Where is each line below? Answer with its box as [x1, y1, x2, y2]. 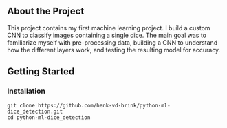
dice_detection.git [7, 108, 63, 115]
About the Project [7, 6, 85, 17]
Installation [7, 86, 46, 96]
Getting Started [7, 65, 75, 78]
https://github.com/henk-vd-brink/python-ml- [37, 102, 171, 109]
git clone [7, 102, 36, 109]
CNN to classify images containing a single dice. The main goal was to [7, 31, 207, 39]
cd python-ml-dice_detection [7, 114, 91, 121]
